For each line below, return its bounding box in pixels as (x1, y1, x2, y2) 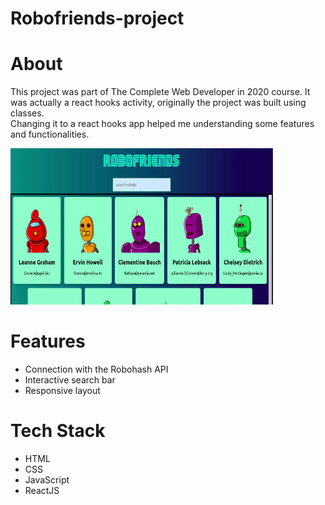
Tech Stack (10, 420, 106, 442)
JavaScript (24, 474, 70, 486)
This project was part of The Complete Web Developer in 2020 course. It (10, 86, 311, 98)
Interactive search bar (24, 374, 116, 386)
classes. (10, 107, 45, 119)
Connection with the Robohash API (24, 363, 169, 376)
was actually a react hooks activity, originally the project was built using (10, 97, 307, 109)
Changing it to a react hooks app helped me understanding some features (10, 118, 315, 130)
